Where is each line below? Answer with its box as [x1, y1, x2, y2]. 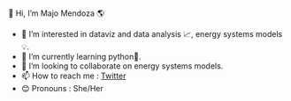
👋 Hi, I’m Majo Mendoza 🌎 [8, 8, 105, 18]
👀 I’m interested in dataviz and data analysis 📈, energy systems [20, 29, 254, 39]
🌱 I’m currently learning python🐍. [20, 52, 142, 61]
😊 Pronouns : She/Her [20, 83, 103, 93]
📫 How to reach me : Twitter [20, 70, 126, 81]
